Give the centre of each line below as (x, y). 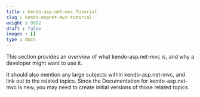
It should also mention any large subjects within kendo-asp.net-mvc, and (96, 75)
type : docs (21, 40)
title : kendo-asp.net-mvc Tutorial (52, 12)
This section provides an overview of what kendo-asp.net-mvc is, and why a (100, 57)
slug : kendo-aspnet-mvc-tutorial (49, 17)
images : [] (21, 34)
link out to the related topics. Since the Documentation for (77, 81)
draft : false (24, 28)
